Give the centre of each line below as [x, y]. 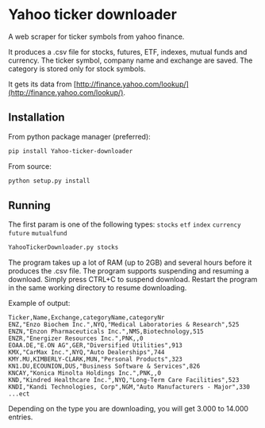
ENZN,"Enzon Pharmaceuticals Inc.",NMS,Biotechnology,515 [106, 332]
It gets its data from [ [42, 84]
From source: [30, 166]
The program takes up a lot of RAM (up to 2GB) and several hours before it [130, 262]
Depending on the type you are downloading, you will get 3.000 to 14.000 [128, 409]
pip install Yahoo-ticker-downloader [71, 151]
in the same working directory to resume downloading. [98, 288]
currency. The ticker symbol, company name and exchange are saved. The [131, 60]
